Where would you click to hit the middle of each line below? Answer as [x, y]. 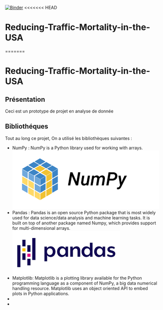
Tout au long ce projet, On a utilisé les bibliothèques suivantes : [69, 138]
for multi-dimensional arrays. [41, 228]
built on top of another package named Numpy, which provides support [84, 223]
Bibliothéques [27, 126]
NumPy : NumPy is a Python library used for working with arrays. [77, 148]
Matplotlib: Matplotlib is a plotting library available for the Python [77, 278]
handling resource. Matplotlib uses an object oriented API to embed [80, 288]
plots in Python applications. [41, 293]
